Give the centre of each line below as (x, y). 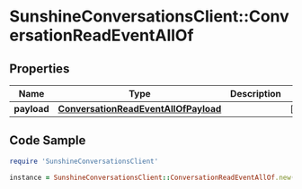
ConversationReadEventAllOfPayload (140, 109)
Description (256, 94)
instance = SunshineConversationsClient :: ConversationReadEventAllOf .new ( (152, 177)
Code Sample (48, 141)
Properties (40, 69)
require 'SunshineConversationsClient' (84, 161)
